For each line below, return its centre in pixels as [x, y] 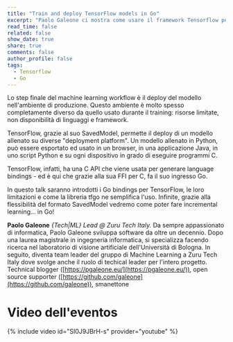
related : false [29, 33]
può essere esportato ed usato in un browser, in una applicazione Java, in [113, 148]
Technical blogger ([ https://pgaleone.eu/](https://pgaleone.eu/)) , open [107, 270]
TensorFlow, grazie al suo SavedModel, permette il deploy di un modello [110, 133]
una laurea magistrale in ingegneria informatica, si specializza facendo [108, 240]
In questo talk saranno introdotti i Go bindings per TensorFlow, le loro [106, 190]
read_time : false [32, 26]
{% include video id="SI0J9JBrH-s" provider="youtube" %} [93, 332]
